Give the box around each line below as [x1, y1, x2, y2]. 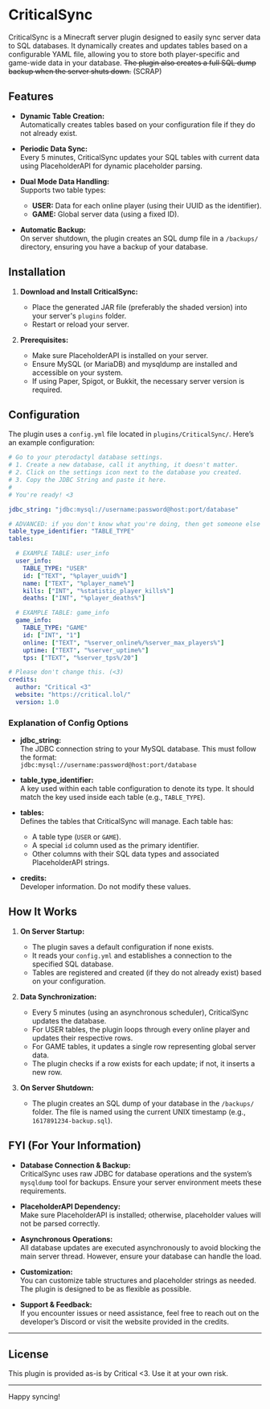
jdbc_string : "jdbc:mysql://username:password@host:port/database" [8, 505, 239, 513]
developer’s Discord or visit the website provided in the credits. [19, 1316, 229, 1326]
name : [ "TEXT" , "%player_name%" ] [22, 579, 135, 587]
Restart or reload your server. [31, 319, 130, 329]
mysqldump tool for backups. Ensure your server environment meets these [19, 1177, 262, 1187]
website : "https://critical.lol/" [15, 690, 131, 698]
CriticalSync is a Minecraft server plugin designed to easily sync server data [8, 32, 261, 42]
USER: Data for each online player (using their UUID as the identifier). [31, 200, 262, 210]
